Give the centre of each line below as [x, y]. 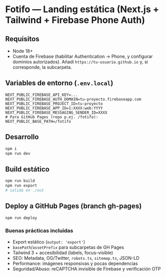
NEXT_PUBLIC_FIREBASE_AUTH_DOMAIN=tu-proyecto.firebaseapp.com [73, 99]
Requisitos [22, 39]
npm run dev [18, 153]
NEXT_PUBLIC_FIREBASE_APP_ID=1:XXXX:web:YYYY [54, 108]
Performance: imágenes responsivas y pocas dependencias [75, 263]
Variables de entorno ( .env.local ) [59, 83]
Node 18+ [23, 51]
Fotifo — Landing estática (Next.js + [82, 9]
